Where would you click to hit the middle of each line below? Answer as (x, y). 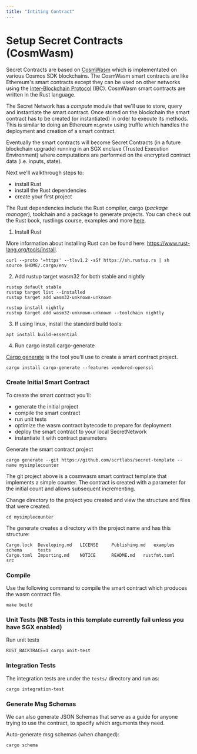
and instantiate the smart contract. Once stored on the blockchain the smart (98, 112)
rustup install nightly (35, 308)
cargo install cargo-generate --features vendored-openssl (80, 368)
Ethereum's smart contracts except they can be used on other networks (93, 82)
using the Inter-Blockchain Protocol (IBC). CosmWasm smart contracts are (96, 88)
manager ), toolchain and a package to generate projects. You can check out (98, 214)
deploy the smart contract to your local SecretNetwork (81, 431)
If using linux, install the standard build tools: (69, 324)
